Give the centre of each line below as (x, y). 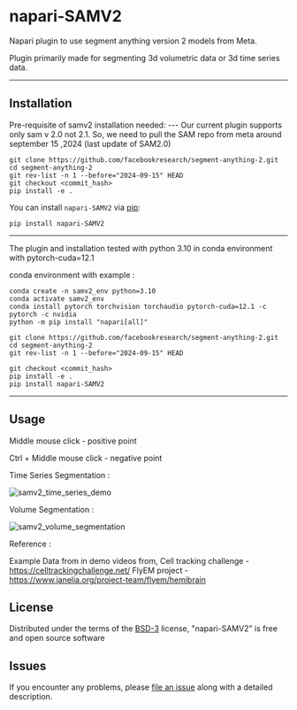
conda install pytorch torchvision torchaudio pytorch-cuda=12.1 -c (138, 306)
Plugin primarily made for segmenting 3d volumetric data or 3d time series (145, 58)
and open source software (57, 638)
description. (31, 697)
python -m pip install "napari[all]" (79, 322)
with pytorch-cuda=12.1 (52, 258)
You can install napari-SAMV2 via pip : (75, 207)
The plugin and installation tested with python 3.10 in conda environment (141, 248)
